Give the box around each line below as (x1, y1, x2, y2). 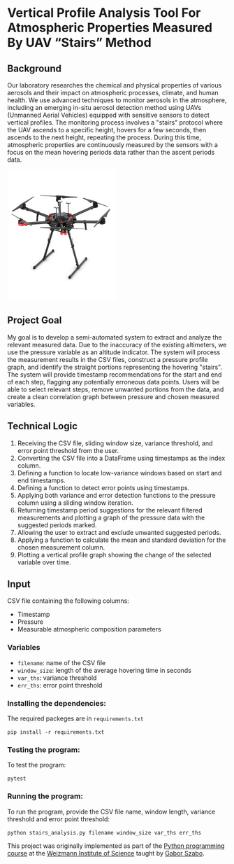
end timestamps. (17, 476, 66, 485)
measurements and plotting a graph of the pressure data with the (17, 513, 205, 522)
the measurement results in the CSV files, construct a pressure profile (7, 355, 208, 363)
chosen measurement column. (17, 543, 105, 551)
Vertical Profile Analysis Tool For (7, 5, 201, 21)
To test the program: (7, 761, 66, 769)
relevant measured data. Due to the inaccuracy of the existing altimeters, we (7, 340, 227, 349)
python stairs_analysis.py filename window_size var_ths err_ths (7, 829, 201, 836)
